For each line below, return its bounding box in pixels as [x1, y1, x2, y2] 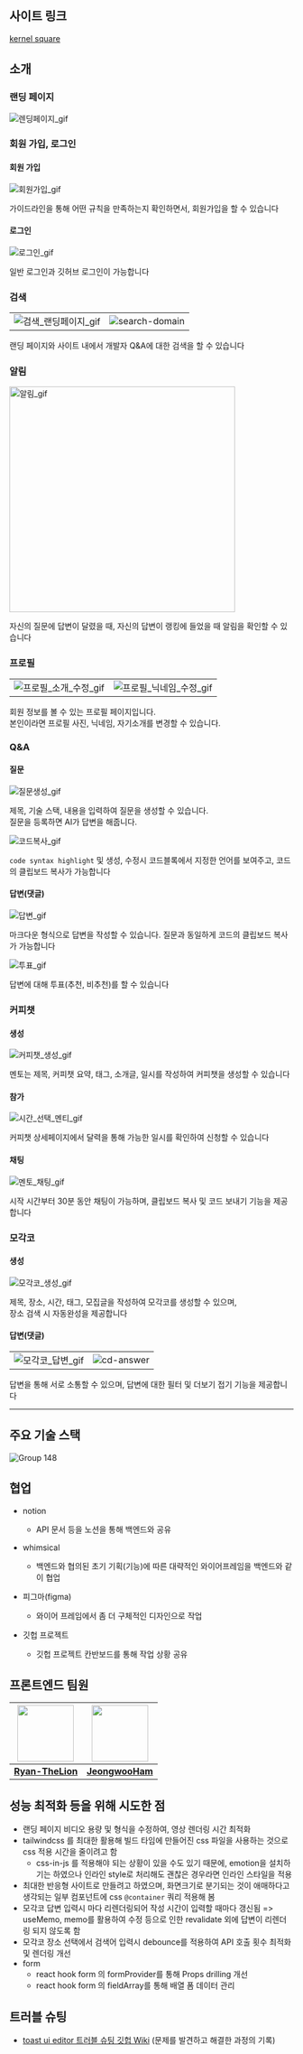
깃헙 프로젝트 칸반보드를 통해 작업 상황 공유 [35, 1649, 188, 1659]
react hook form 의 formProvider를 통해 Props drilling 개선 [35, 1969, 248, 1980]
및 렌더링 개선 [22, 1948, 71, 1959]
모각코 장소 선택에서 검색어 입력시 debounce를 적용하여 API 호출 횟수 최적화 [22, 1937, 291, 1947]
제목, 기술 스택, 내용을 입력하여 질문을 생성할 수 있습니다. [9, 804, 209, 815]
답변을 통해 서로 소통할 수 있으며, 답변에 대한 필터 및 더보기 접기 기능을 [9, 1379, 257, 1389]
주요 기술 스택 [9, 1427, 81, 1443]
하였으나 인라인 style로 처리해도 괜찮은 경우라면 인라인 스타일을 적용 [52, 1869, 293, 1880]
